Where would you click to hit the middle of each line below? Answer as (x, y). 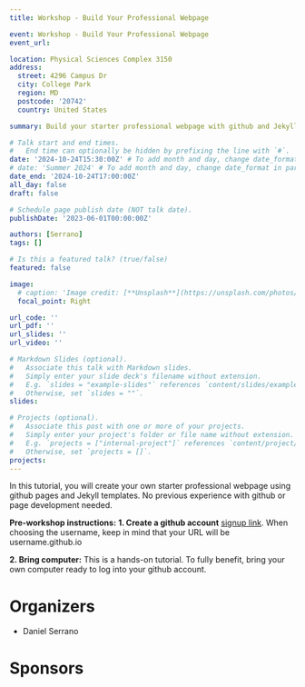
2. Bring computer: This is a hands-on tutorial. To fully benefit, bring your (147, 560)
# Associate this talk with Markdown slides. (101, 368)
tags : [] (26, 243)
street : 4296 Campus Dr (62, 76)
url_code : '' (34, 318)
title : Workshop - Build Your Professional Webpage (109, 18)
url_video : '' (36, 343)
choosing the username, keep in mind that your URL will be (119, 533)
